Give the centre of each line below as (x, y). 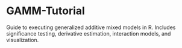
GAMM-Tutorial (46, 11)
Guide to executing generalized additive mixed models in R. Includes (91, 27)
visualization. (23, 40)
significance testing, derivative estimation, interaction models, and (89, 33)
